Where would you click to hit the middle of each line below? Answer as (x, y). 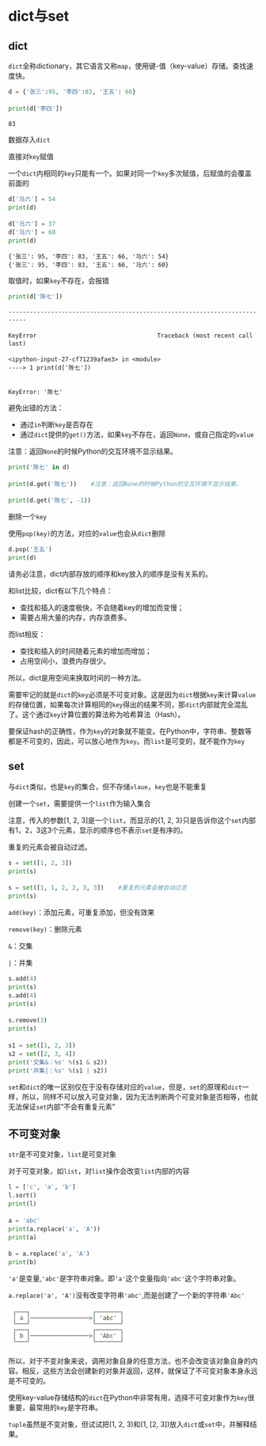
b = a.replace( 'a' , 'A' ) (49, 1254)
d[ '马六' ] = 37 (32, 224)
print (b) (23, 1262)
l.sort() (23, 1196)
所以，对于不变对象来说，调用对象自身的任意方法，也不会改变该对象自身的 (129, 1361)
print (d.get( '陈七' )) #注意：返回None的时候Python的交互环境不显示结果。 (125, 484)
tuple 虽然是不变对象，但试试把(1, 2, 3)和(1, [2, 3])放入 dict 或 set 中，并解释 (129, 1425)
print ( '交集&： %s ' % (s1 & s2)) (58, 1062)
